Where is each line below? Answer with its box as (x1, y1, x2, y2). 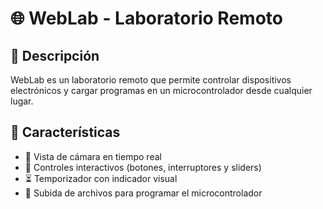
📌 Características (10, 124, 121, 141)
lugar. (10, 95, 34, 107)
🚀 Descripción (10, 47, 100, 64)
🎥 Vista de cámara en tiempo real (24, 150, 162, 162)
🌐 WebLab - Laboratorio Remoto (10, 7, 283, 30)
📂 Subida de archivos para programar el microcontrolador (24, 187, 263, 199)
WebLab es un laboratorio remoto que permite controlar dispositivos (10, 74, 292, 86)
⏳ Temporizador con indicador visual (24, 172, 178, 184)
